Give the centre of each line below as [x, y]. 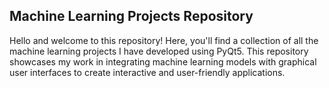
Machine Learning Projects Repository [131, 16]
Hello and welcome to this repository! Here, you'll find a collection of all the [164, 40]
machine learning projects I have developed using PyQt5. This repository [159, 51]
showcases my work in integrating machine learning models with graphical [163, 61]
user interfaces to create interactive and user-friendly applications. [147, 72]
